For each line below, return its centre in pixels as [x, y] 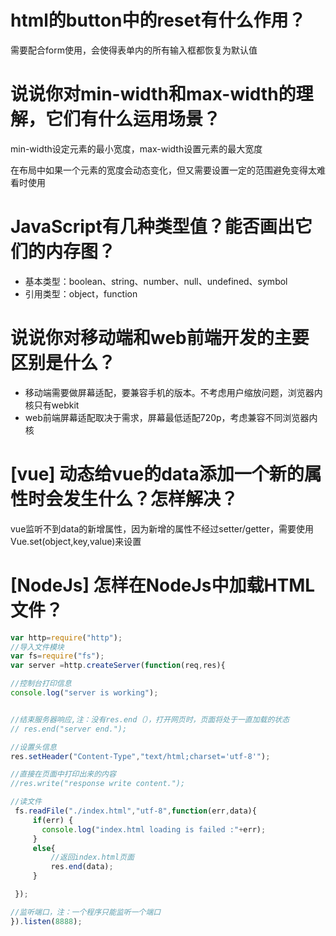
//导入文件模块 [37, 647]
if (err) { [53, 820]
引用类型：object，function [81, 293]
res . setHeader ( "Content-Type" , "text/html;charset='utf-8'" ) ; [140, 756]
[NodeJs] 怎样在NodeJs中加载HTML [163, 585]
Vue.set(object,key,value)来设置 [76, 541]
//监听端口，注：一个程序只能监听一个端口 [86, 912]
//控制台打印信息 [41, 684]
